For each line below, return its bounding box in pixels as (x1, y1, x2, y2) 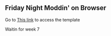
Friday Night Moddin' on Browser (5, 4, 107, 12)
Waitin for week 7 (5, 26, 40, 32)
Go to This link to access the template (5, 17, 81, 22)
